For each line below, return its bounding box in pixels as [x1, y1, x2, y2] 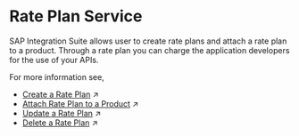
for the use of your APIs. [9, 54, 99, 65]
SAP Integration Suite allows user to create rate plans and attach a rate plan [9, 36, 287, 46]
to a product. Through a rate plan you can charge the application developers [9, 44, 290, 55]
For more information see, [9, 71, 104, 82]
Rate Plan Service [9, 6, 143, 27]
